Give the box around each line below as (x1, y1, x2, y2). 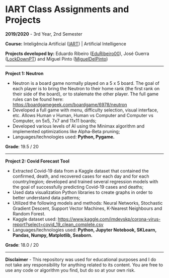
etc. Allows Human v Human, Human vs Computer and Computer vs (12, 112, 153, 118)
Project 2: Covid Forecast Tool (5, 158, 69, 164)
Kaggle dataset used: (12, 216, 57, 222)
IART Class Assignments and (5, 4, 129, 15)
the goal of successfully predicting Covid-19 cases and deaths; (12, 184, 144, 190)
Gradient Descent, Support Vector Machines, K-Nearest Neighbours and (12, 205, 162, 211)
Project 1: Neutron (5, 70, 44, 76)
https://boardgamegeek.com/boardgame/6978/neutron (12, 101, 127, 107)
